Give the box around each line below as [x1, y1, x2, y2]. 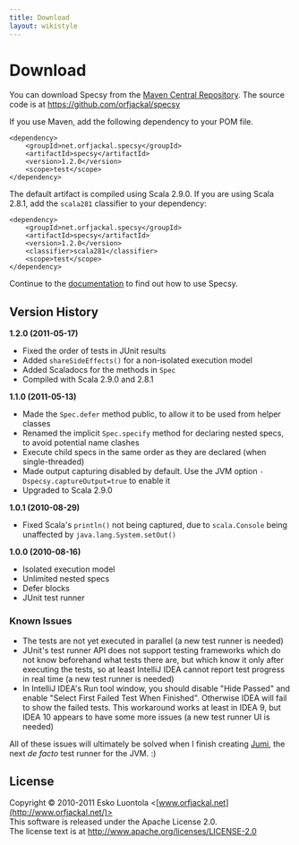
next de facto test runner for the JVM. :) [9, 747, 157, 758]
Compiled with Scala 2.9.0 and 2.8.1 [21, 374, 154, 385]
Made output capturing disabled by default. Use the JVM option [21, 466, 258, 477]
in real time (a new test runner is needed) [21, 673, 175, 684]
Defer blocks [21, 583, 70, 594]
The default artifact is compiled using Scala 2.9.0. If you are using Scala [9, 189, 275, 200]
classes [21, 418, 51, 429]
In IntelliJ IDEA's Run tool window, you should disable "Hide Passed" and [21, 683, 291, 694]
